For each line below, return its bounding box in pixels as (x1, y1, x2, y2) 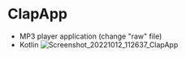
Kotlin (19, 39, 39, 49)
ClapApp (7, 5, 68, 23)
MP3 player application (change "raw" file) (19, 31, 162, 41)
